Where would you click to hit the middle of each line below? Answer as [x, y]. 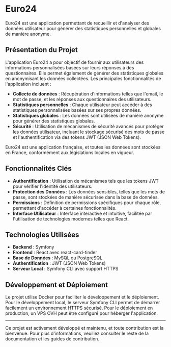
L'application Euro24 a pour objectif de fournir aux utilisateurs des [75, 62]
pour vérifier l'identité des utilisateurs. [52, 186]
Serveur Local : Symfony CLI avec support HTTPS [65, 269]
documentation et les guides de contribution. [52, 339]
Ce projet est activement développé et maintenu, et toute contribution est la [84, 328]
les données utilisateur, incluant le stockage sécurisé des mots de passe [89, 132]
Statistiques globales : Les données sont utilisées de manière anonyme [88, 115]
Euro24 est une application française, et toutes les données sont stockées [83, 147]
